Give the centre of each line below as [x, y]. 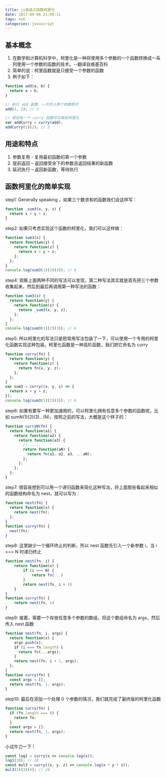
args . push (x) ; [29, 643]
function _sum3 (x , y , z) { [33, 209]
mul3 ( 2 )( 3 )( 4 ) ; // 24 [28, 770]
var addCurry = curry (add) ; [34, 123]
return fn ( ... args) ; [40, 652]
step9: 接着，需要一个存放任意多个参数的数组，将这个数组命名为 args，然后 [83, 618]
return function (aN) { [46, 450]
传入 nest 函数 [20, 624]
